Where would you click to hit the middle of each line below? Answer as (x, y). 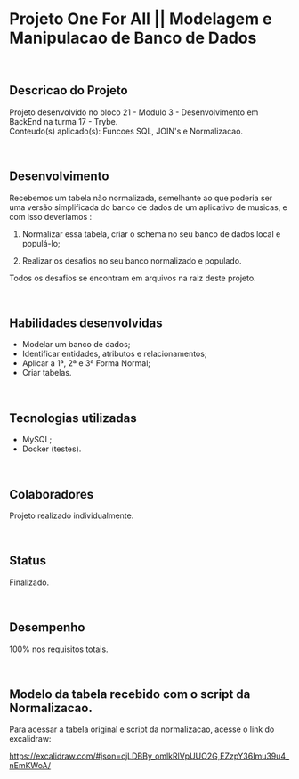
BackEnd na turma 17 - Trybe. (64, 121)
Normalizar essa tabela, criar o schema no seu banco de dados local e (151, 234)
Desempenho (47, 628)
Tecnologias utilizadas (73, 418)
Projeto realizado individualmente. (72, 515)
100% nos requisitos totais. (59, 649)
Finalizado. (29, 582)
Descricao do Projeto (69, 90)
